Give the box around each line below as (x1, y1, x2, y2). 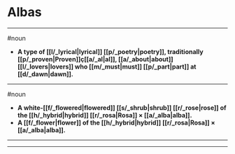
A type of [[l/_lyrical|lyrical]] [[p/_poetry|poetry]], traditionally (17, 47, 204, 56)
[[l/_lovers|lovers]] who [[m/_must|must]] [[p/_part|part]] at (17, 62, 197, 71)
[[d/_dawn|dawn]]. (17, 69, 73, 78)
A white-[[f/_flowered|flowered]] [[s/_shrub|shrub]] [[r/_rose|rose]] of (17, 103, 227, 112)
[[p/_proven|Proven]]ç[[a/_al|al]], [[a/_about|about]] (17, 55, 173, 63)
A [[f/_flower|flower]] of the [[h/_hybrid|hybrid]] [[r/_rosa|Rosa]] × (17, 118, 215, 127)
